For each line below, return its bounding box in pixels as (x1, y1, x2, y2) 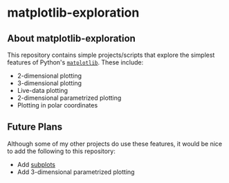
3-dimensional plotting (17, 79, 82, 87)
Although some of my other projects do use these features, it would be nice (7, 139, 223, 148)
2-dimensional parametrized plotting (17, 94, 122, 102)
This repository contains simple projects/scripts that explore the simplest (7, 51, 215, 59)
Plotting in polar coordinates (17, 101, 98, 109)
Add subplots (17, 160, 55, 168)
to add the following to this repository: (7, 147, 116, 155)
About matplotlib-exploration (7, 33, 136, 44)
